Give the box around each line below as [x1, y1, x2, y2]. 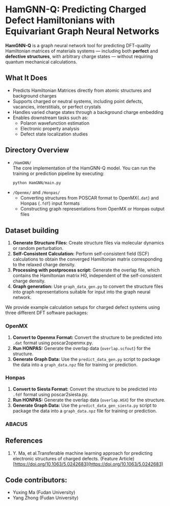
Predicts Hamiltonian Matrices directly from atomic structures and [12, 87, 152, 93]
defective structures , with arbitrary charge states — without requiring [5, 53, 153, 60]
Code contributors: [5, 476, 67, 484]
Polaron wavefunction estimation [20, 120, 90, 126]
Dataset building [5, 226, 59, 235]
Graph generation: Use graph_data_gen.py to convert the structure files [12, 283, 163, 289]
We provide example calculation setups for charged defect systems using [5, 304, 160, 310]
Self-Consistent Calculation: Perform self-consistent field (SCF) [12, 250, 150, 257]
